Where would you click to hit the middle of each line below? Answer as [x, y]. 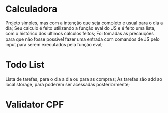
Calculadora [31, 9]
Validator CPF [35, 105]
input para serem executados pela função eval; [54, 44]
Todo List [25, 65]
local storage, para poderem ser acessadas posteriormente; [68, 84]
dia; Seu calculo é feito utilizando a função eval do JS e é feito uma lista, [80, 28]
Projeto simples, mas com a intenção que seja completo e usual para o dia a [84, 23]
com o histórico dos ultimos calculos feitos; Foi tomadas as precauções [79, 33]
